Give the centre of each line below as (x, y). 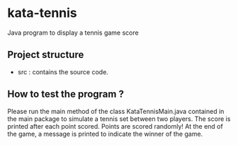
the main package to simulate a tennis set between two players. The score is (119, 119)
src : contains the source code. (63, 71)
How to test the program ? (66, 94)
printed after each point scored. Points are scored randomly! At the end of (115, 126)
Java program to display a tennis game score (73, 33)
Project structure (46, 55)
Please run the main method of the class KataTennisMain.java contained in (116, 111)
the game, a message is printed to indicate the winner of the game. (105, 134)
